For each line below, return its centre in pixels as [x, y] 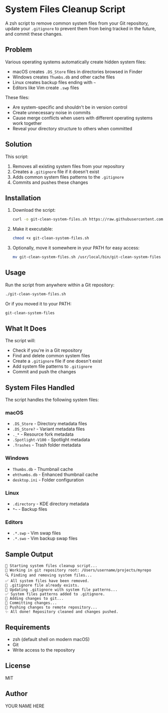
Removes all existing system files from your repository [68, 166]
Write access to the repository [44, 650]
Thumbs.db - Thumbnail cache [43, 469]
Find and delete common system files [51, 356]
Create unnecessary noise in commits [52, 112]
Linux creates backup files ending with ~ [54, 82]
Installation [23, 198]
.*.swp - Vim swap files [37, 533]
